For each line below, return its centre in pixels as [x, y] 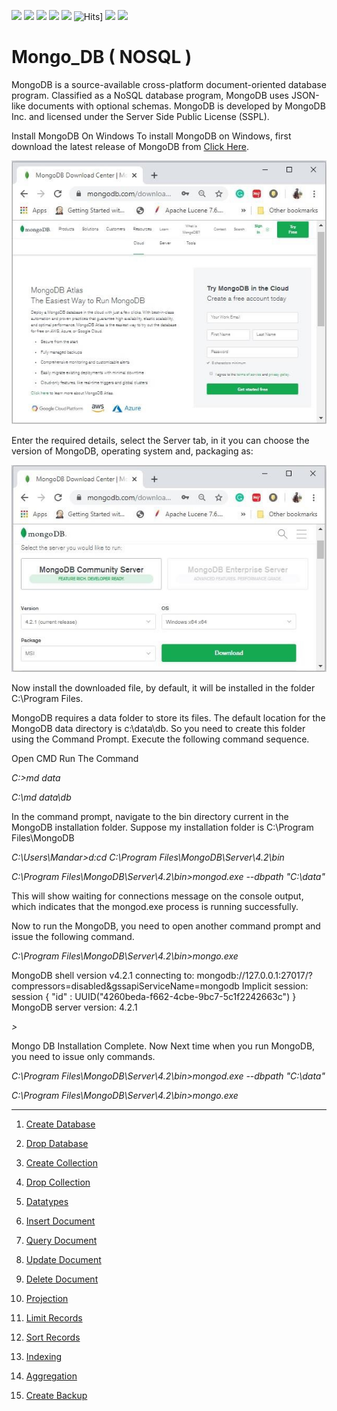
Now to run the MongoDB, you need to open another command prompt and [166, 926]
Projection [47, 1299]
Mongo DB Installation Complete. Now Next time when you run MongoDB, [163, 1046]
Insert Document [60, 1221]
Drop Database [57, 1144]
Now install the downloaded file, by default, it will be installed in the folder [163, 688]
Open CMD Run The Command [75, 759]
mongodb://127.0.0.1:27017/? [254, 976]
